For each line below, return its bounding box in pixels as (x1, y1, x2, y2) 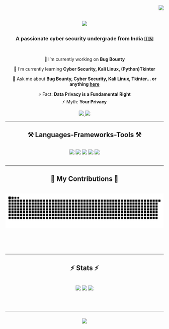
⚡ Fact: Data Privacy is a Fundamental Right (38, 91, 131, 97)
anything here (69, 81, 100, 87)
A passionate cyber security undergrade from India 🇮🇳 (15, 35, 154, 42)
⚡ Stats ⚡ (70, 264, 99, 273)
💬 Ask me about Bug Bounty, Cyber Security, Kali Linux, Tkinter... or (12, 76, 157, 82)
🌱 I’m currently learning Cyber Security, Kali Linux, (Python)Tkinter (14, 66, 155, 72)
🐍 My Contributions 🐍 (50, 174, 119, 183)
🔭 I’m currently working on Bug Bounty (44, 56, 125, 62)
